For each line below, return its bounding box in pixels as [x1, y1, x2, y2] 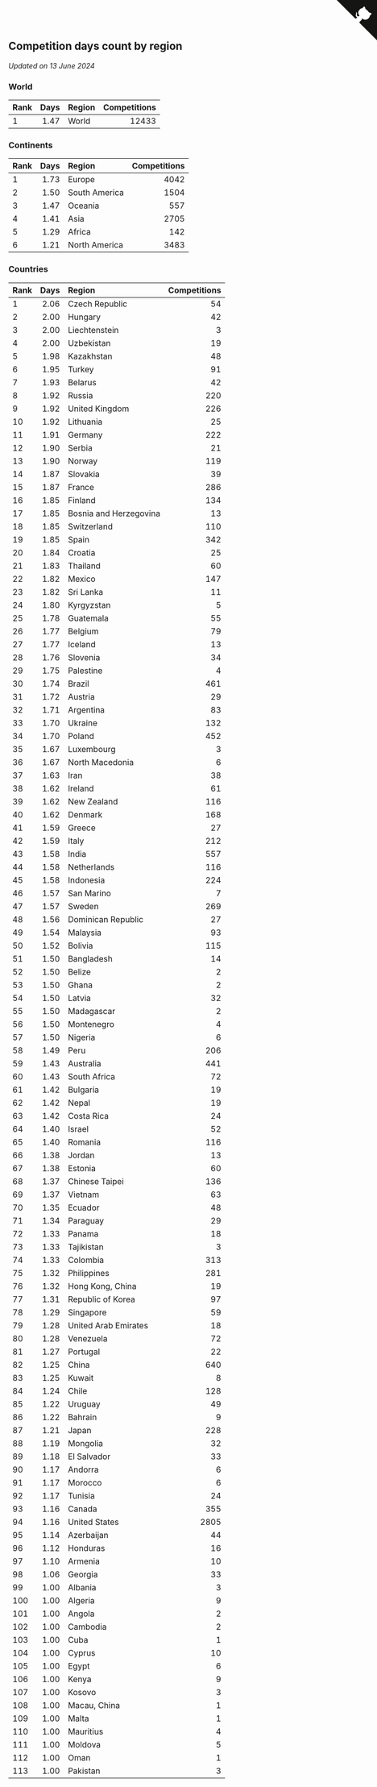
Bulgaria [68, 1084, 99, 1095]
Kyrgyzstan [68, 599, 111, 610]
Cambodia [68, 1621, 107, 1632]
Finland [68, 494, 97, 505]
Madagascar [68, 1005, 115, 1016]
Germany [68, 429, 103, 440]
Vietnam [68, 1189, 100, 1200]
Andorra [68, 1464, 99, 1475]
